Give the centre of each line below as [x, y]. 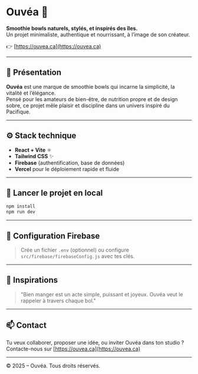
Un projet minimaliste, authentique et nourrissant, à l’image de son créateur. [98, 34]
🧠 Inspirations [32, 280]
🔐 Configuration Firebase [53, 236]
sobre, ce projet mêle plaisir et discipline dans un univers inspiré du [88, 105]
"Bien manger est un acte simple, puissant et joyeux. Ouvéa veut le [102, 294]
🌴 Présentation [34, 73]
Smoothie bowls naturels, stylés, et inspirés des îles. [72, 28]
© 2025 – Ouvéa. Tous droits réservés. [53, 365]
